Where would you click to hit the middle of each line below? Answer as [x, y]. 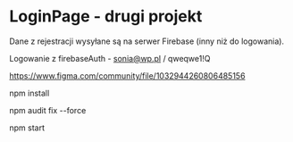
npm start [27, 128]
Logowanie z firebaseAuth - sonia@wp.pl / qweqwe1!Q [110, 58]
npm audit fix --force [48, 110]
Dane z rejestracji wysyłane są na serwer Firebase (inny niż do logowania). [146, 41]
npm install [29, 93]
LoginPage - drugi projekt [106, 17]
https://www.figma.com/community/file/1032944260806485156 [127, 75]
